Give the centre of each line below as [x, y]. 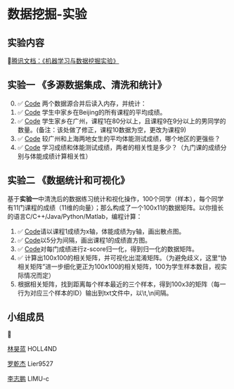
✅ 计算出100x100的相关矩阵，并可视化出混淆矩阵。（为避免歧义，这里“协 [122, 257]
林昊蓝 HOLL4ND [32, 349]
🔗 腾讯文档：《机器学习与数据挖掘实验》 [63, 61]
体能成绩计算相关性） [61, 156]
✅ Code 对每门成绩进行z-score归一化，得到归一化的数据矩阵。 [108, 249]
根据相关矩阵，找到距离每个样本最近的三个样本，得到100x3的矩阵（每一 [122, 284]
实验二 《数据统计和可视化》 [69, 180]
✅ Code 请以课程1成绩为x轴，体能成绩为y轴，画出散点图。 [101, 231]
